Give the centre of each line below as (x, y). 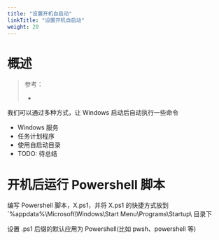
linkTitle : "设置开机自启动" (46, 20)
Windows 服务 (38, 127)
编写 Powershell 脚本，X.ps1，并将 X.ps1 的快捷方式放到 (88, 205)
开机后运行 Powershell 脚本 (86, 184)
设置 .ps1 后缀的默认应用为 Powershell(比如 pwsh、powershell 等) (102, 229)
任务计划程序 (36, 136)
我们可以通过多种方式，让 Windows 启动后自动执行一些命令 (93, 113)
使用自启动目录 (39, 145)
